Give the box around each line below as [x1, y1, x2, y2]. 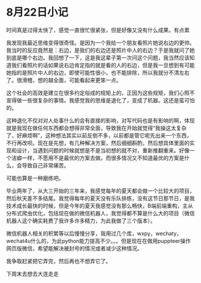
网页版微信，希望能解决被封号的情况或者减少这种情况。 [6, 245, 142, 252]
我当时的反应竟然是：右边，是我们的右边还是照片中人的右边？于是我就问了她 [6, 46, 195, 54]
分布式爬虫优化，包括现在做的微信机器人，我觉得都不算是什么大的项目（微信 [6, 209, 195, 217]
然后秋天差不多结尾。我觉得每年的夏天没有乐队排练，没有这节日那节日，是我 [6, 194, 195, 202]
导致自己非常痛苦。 [22, 162, 69, 169]
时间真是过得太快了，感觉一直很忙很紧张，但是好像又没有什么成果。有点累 [6, 26, 190, 34]
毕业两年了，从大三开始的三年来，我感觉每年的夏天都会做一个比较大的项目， [6, 187, 195, 194]
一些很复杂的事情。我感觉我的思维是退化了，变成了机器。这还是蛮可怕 [22, 96, 195, 104]
